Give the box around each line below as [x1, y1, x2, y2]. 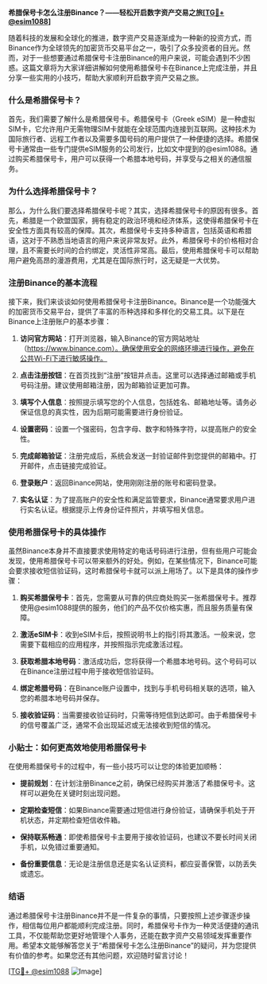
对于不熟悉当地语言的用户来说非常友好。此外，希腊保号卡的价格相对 [29, 235, 252, 245]
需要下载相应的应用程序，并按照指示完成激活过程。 [19, 640, 188, 650]
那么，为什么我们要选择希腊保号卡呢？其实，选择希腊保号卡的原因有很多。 [8, 205, 252, 215]
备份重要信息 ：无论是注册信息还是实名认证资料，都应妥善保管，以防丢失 [19, 859, 257, 869]
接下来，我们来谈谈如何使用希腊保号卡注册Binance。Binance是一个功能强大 [8, 296, 257, 306]
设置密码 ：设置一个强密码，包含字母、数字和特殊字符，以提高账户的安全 [19, 424, 257, 433]
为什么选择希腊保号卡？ [8, 186, 98, 197]
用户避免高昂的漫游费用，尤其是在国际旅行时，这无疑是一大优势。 [8, 255, 224, 265]
